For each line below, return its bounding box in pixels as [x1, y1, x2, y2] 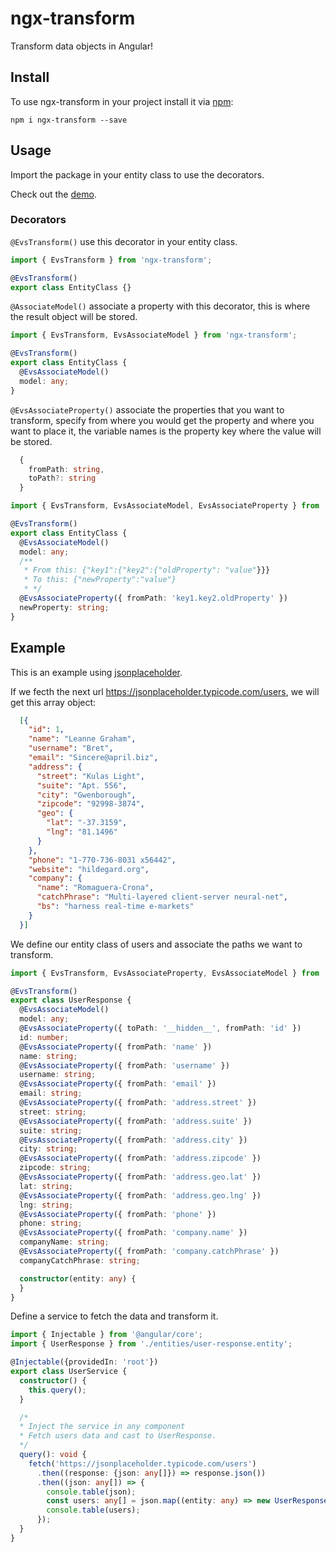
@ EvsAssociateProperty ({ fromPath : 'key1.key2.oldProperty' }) [19, 593, 288, 604]
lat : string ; [19, 1181, 74, 1191]
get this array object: [10, 696, 97, 708]
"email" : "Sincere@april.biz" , [28, 753, 159, 763]
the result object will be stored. [10, 311, 138, 323]
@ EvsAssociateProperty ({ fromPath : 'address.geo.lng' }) [19, 1190, 262, 1201]
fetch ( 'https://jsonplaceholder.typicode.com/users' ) [28, 1458, 257, 1469]
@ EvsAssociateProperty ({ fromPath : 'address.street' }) [19, 1098, 257, 1108]
